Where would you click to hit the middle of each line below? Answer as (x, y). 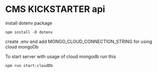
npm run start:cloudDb (29, 65)
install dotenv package (29, 23)
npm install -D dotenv (29, 32)
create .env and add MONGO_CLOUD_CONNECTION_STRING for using (79, 41)
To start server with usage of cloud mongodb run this (61, 56)
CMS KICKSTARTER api (55, 9)
